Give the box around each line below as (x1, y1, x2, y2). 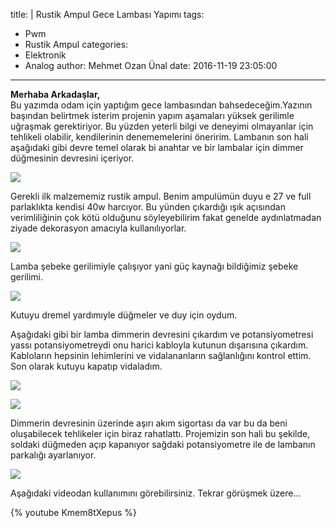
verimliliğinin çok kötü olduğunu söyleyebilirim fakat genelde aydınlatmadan (10, 212, 322, 223)
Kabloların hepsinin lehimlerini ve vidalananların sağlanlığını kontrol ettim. (10, 350, 312, 361)
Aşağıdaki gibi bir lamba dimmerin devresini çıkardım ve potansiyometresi (10, 329, 314, 340)
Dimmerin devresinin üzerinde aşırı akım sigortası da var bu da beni (10, 417, 288, 429)
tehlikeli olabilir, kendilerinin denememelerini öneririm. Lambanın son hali (10, 131, 309, 143)
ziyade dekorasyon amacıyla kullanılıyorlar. (10, 222, 187, 234)
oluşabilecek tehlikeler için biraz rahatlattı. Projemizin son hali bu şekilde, (10, 428, 311, 439)
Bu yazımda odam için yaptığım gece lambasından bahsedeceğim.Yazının (10, 99, 313, 111)
